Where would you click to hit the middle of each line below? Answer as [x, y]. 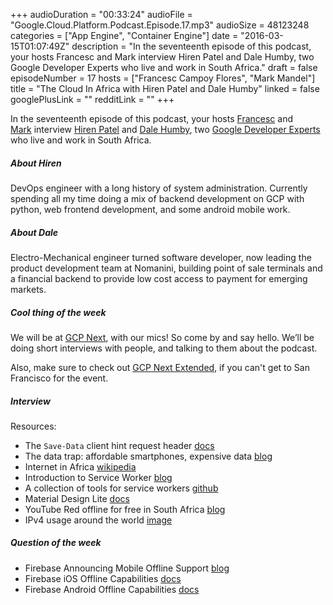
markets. [28, 289]
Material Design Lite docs [77, 498]
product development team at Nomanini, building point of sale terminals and [166, 268]
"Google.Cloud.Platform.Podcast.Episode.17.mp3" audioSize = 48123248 [160, 25]
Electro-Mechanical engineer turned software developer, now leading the [161, 257]
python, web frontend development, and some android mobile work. [150, 209]
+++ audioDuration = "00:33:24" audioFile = [101, 14]
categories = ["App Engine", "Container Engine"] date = [124, 35]
